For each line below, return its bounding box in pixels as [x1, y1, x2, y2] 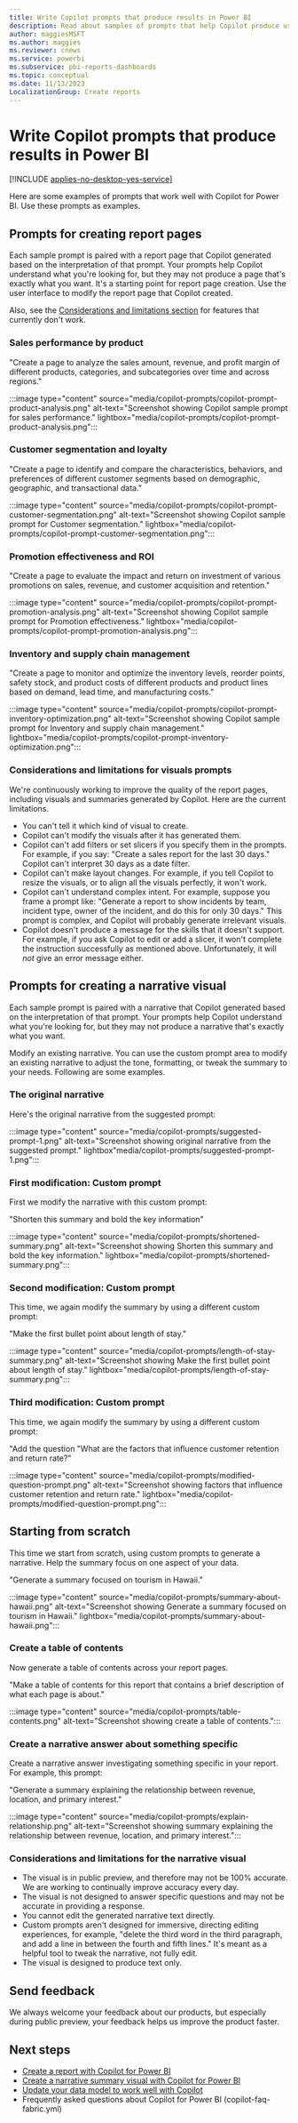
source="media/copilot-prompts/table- [98, 1706, 241, 1717]
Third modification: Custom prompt [9, 1397, 165, 1409]
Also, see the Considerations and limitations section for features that [9, 305, 260, 316]
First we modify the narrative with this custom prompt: [9, 1197, 208, 1207]
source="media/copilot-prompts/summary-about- [98, 1591, 282, 1602]
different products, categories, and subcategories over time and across [9, 366, 270, 377]
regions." [9, 375, 43, 387]
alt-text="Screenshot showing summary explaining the [74, 1821, 273, 1831]
